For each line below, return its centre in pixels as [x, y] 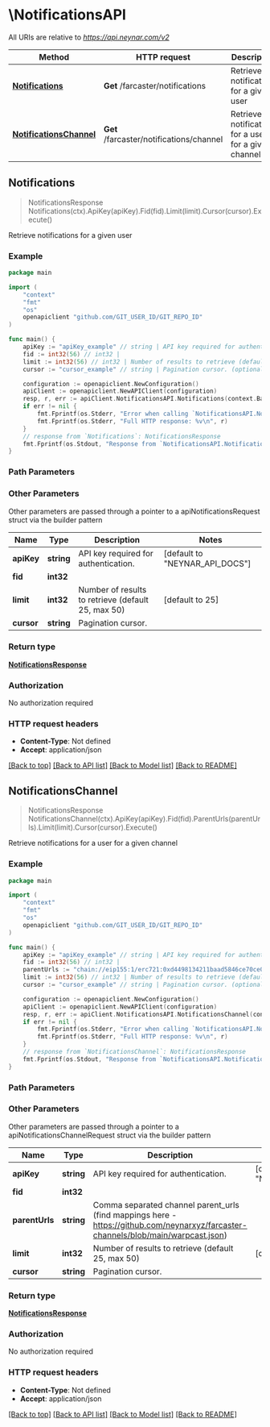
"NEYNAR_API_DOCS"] [207, 564]
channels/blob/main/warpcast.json [159, 1235]
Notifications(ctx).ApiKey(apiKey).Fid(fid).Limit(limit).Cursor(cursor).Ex [145, 210]
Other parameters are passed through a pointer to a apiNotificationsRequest [134, 511]
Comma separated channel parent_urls [166, 1204]
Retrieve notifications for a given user [70, 235]
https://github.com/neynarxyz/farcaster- [170, 1225]
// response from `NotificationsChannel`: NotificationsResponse [135, 1052]
